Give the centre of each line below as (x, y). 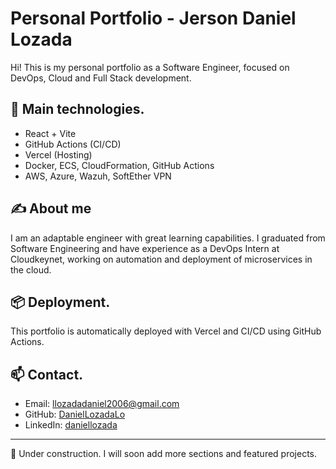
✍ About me (51, 208)
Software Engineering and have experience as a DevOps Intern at (145, 248)
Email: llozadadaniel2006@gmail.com (102, 404)
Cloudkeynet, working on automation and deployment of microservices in (161, 259)
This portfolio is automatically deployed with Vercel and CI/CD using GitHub (166, 331)
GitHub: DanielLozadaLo (75, 414)
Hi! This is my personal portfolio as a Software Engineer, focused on (150, 67)
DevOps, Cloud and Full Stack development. (101, 78)
